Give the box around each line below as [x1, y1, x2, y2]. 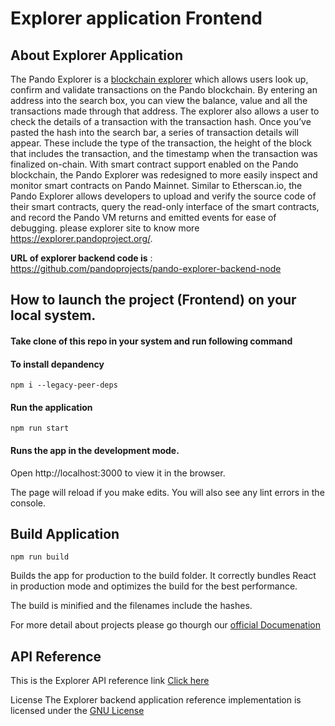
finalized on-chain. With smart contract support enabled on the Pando [10, 158, 299, 170]
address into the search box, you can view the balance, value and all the [10, 95, 308, 106]
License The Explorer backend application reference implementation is [10, 694, 302, 706]
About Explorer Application [10, 47, 183, 64]
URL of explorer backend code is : [10, 252, 153, 264]
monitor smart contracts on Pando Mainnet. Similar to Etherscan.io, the [10, 180, 303, 191]
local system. [10, 307, 97, 324]
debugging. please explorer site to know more [10, 222, 200, 234]
